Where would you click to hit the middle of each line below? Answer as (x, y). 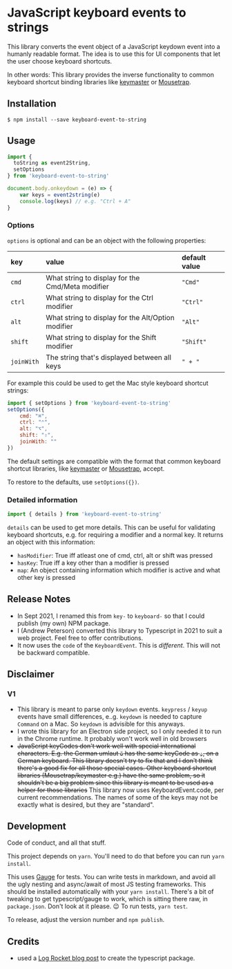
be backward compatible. (53, 652)
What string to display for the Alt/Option (110, 317)
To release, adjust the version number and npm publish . (86, 920)
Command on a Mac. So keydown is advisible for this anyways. (101, 724)
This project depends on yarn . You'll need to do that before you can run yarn (116, 856)
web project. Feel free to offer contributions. (80, 638)
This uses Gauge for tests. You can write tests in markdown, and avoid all (112, 877)
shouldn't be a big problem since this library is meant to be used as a (115, 782)
